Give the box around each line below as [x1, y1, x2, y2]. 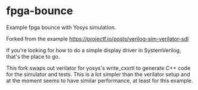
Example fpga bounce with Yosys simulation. [6, 24, 116, 31]
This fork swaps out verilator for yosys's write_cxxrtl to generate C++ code [6, 64, 191, 72]
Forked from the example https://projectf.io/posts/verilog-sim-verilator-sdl [6, 35, 189, 42]
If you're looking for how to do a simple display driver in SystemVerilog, [6, 46, 181, 54]
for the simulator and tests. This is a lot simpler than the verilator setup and [6, 70, 190, 78]
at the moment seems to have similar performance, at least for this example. [6, 77, 193, 84]
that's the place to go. [6, 53, 60, 60]
